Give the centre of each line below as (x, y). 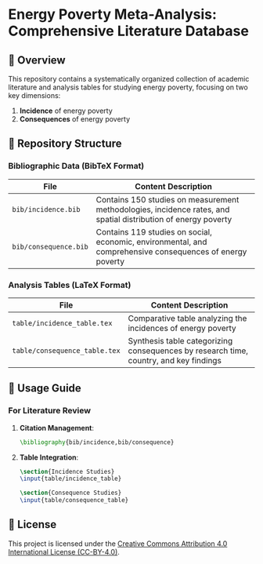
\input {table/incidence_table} (70, 479)
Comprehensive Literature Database (128, 31)
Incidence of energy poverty (66, 111)
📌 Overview (37, 60)
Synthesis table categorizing (180, 340)
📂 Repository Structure (65, 144)
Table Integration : (49, 457)
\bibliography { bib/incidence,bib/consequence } (97, 442)
